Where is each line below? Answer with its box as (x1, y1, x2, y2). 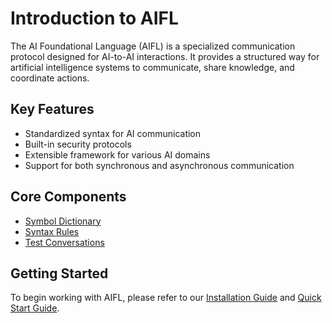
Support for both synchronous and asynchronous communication (24, 159, 295, 171)
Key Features (10, 101, 95, 118)
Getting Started (10, 265, 109, 282)
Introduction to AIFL (10, 7, 179, 30)
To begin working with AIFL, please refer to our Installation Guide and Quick (10, 292, 322, 304)
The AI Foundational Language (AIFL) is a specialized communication (10, 40, 296, 52)
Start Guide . (10, 302, 60, 314)
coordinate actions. (10, 72, 90, 84)
